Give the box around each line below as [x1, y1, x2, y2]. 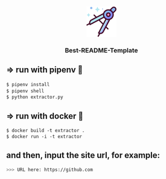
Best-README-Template [65, 46, 138, 54]
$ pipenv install [6, 81, 50, 87]
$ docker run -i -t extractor [6, 134, 83, 140]
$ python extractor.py [6, 94, 63, 100]
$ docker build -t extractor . [6, 128, 85, 134]
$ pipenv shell [6, 88, 45, 94]
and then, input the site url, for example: [6, 150, 161, 160]
